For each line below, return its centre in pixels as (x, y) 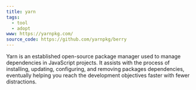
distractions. (22, 82)
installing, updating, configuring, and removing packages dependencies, (95, 69)
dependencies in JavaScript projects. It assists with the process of (88, 63)
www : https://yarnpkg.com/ (40, 34)
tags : (13, 17)
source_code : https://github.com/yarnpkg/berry (67, 39)
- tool (20, 23)
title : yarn (21, 12)
